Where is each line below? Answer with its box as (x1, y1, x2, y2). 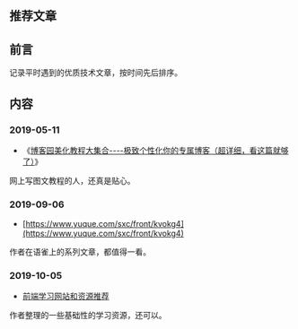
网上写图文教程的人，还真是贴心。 (9, 175, 136, 186)
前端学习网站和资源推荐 (22, 290, 110, 302)
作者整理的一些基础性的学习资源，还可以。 (9, 310, 167, 321)
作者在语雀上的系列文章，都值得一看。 (9, 247, 151, 257)
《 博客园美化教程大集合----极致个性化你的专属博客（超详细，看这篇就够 (22, 144, 289, 155)
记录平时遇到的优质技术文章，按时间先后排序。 (9, 67, 182, 78)
